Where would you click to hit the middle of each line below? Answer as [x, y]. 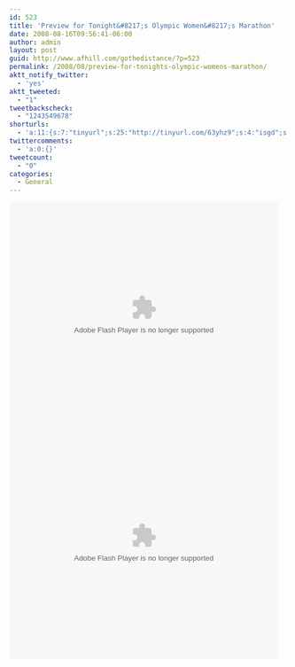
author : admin [35, 42]
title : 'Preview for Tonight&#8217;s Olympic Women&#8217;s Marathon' [142, 26]
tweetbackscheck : [41, 108]
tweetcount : [31, 157]
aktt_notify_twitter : [49, 75]
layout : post [33, 50]
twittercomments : [41, 141]
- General [35, 182]
